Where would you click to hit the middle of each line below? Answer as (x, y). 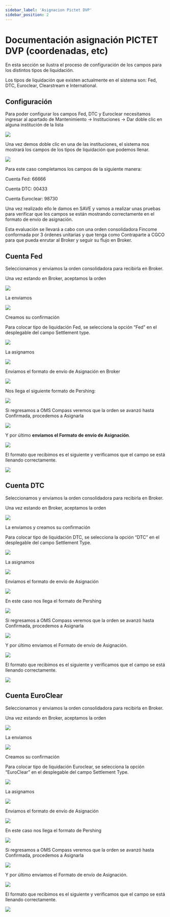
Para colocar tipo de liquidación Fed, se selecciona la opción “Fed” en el (81, 327)
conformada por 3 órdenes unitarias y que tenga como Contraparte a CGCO (85, 235)
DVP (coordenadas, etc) (57, 51)
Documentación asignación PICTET (82, 40)
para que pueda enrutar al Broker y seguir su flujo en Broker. (69, 240)
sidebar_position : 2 (27, 15)
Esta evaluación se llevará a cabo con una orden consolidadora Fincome (81, 230)
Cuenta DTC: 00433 (26, 189)
